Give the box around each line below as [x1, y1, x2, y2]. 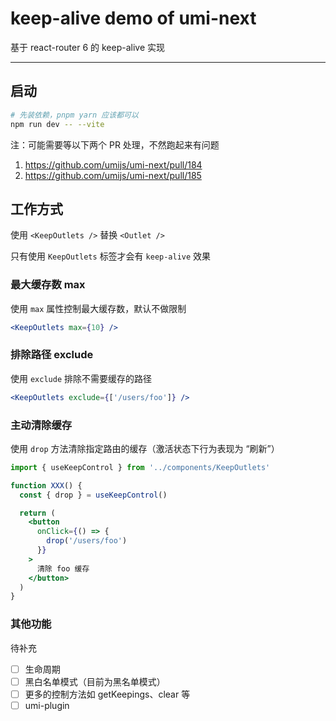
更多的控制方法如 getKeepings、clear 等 [24, 688, 191, 700]
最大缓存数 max [10, 278, 86, 292]
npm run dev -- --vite [10, 119, 105, 129]
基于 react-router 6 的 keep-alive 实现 [10, 41, 166, 53]
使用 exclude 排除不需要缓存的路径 [10, 372, 152, 384]
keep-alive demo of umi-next [10, 7, 257, 30]
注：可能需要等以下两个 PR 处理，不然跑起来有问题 [10, 138, 220, 151]
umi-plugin [24, 699, 70, 711]
